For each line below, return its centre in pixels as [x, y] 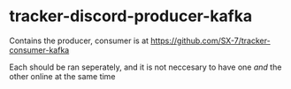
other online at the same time [62, 76]
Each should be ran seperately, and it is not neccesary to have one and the [145, 67]
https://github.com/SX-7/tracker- [211, 41]
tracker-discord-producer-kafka [131, 16]
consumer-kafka [39, 49]
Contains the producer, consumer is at [79, 41]
